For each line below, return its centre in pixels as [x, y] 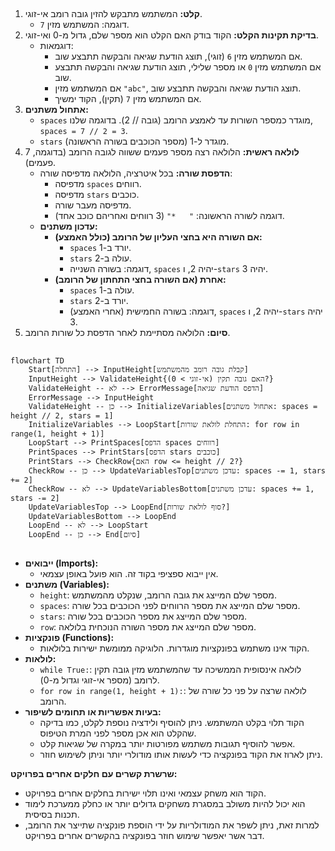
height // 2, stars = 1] [62, 415]
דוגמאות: [56, 46]
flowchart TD [37, 360]
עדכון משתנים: [68, 226]
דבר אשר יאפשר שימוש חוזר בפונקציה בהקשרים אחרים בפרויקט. [144, 836]
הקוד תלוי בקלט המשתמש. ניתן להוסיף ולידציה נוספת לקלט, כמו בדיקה [172, 723]
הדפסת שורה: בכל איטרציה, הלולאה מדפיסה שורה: [136, 173]
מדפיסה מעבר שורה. [93, 205]
